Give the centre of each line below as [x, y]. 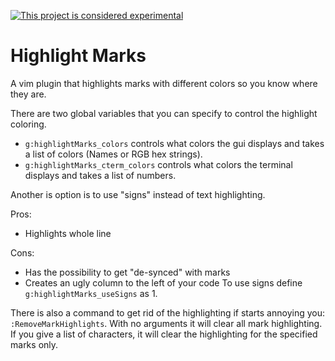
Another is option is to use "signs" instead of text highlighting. [138, 194]
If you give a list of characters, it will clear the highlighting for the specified [164, 334]
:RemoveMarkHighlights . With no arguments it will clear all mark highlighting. [166, 323]
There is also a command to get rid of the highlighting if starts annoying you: [167, 312]
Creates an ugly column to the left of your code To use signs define [163, 282]
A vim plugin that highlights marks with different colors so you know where [164, 83]
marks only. [34, 344]
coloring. [28, 124]
